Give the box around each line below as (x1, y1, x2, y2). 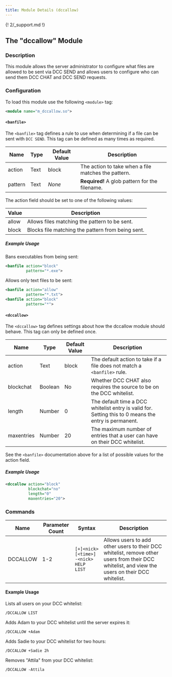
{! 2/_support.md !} (5, 22, 45, 28)
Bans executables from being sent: (5, 253, 79, 259)
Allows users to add (103, 536, 151, 543)
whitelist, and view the (103, 562, 157, 569)
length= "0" (28, 491, 52, 496)
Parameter (42, 521, 69, 528)
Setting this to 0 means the (91, 411, 156, 418)
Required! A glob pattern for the (80, 177, 158, 184)
